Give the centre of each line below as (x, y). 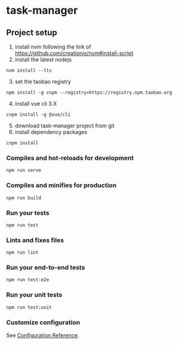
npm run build (24, 198)
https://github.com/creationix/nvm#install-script (74, 53)
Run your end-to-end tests (46, 268)
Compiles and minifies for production (61, 185)
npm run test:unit (29, 307)
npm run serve (24, 170)
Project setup (32, 33)
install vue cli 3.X (36, 103)
